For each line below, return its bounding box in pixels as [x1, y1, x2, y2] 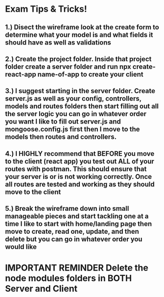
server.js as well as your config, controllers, [5, 95, 142, 103]
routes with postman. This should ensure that [5, 165, 147, 173]
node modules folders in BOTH [5, 273, 132, 284]
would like [5, 243, 37, 251]
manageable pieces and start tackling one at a [5, 212, 149, 221]
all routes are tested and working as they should [5, 180, 155, 188]
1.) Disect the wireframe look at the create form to [5, 23, 159, 31]
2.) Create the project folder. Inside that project [5, 55, 152, 63]
